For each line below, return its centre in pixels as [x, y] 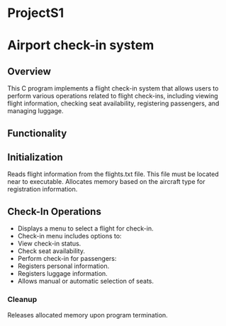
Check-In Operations [54, 211]
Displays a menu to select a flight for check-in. [85, 228]
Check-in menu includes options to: [69, 236]
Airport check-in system [81, 46]
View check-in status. [49, 244]
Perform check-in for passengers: [67, 259]
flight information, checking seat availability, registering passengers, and [113, 103]
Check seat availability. [51, 251]
